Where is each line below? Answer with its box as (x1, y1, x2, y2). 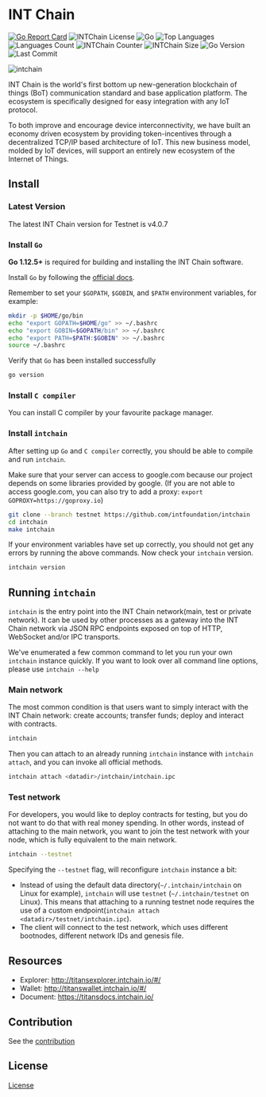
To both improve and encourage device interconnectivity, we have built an (8, 120, 251, 130)
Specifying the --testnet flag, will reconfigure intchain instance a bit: (8, 865, 237, 874)
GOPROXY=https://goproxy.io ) (8, 495, 104, 504)
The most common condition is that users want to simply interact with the (8, 702, 249, 712)
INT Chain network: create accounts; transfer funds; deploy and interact (8, 710, 245, 721)
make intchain (8, 525, 56, 534)
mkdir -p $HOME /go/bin (8, 312, 83, 320)
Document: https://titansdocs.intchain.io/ (19, 992, 154, 1002)
